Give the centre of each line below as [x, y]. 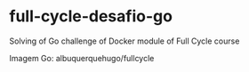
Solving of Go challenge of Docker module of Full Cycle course [124, 41]
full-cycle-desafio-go [91, 16]
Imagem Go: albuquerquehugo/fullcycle [82, 58]
